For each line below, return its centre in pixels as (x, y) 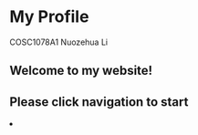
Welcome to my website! (81, 71)
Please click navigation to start (99, 102)
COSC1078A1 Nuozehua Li (58, 42)
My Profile (49, 17)
